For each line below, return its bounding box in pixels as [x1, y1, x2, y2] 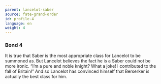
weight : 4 [5, 26, 26, 30]
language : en [5, 21, 32, 26]
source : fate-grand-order [5, 12, 58, 17]
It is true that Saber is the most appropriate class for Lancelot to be [5, 53, 141, 59]
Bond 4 [5, 42, 23, 49]
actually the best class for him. [5, 74, 67, 80]
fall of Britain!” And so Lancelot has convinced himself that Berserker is [5, 68, 150, 74]
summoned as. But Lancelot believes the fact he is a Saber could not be [5, 58, 151, 64]
